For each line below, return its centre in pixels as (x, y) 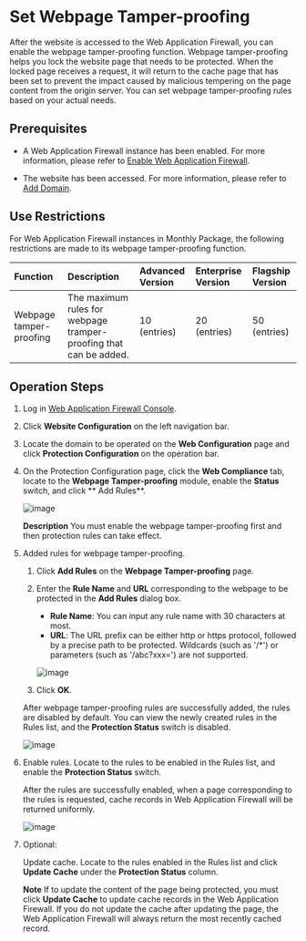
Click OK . (54, 690)
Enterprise (219, 271)
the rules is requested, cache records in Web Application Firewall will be (158, 800)
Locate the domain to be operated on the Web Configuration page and (156, 444)
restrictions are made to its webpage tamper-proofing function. (128, 248)
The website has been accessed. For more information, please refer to (154, 178)
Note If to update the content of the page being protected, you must (150, 890)
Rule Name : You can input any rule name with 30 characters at (168, 616)
